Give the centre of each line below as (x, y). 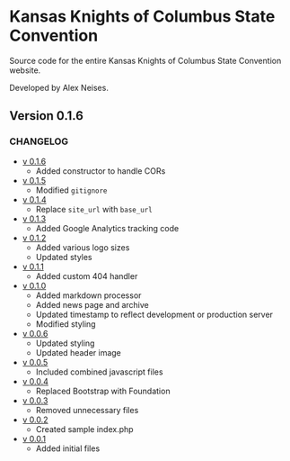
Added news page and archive (92, 304)
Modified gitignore (71, 190)
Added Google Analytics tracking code (107, 228)
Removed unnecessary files (87, 410)
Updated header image (78, 352)
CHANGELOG (39, 141)
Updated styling (65, 343)
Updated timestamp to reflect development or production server (154, 314)
